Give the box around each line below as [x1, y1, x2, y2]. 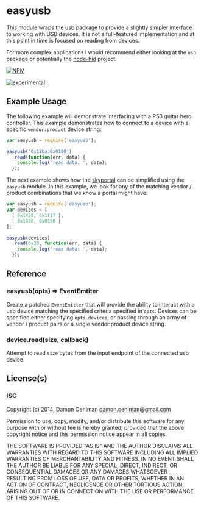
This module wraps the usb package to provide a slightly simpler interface [6, 24, 192, 31]
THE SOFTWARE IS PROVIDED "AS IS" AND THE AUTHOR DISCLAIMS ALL [6, 442, 193, 449]
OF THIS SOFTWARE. [6, 494, 60, 501]
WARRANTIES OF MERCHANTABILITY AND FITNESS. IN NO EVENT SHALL [6, 455, 194, 462]
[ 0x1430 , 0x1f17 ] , [12, 212, 64, 218]
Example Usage [6, 96, 67, 107]
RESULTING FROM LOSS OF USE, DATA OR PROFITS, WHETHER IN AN [6, 474, 185, 482]
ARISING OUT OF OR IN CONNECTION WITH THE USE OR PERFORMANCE [6, 487, 194, 494]
